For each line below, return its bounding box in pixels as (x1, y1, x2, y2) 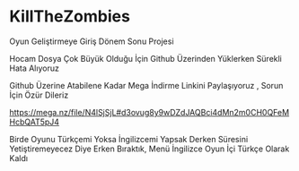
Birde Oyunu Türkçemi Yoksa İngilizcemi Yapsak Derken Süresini (9, 133, 249, 144)
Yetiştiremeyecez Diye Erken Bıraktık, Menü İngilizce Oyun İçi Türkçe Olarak (9, 143, 290, 154)
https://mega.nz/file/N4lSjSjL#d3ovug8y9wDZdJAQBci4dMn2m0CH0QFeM (9, 107, 290, 117)
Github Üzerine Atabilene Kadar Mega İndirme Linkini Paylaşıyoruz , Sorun (9, 80, 284, 90)
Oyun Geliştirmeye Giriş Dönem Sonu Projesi (9, 36, 174, 47)
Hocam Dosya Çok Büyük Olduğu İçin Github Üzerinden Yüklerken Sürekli (9, 53, 283, 64)
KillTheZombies (9, 6, 130, 27)
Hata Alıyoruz (9, 63, 60, 73)
